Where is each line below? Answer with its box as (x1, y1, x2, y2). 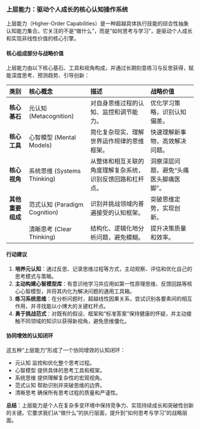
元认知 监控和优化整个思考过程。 (14, 359, 95, 366)
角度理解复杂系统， (90, 166, 145, 174)
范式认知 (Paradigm (29, 200, 84, 208)
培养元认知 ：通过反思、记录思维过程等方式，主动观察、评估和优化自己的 (14, 265, 192, 272)
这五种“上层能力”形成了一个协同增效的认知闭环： (6, 346, 126, 353)
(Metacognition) (29, 112, 74, 120)
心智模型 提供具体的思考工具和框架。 (14, 366, 105, 374)
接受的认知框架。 (96, 208, 145, 217)
